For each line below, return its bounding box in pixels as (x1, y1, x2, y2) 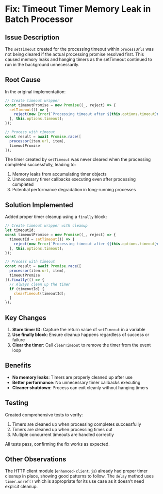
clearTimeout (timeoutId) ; (14, 291, 66, 296)
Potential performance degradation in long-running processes (12, 187, 136, 193)
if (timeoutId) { (9, 286, 45, 291)
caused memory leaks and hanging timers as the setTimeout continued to (5, 57, 152, 62)
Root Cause (5, 76, 41, 84)
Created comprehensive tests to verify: (5, 412, 83, 417)
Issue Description (5, 33, 60, 41)
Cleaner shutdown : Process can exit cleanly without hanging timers (12, 384, 148, 391)
